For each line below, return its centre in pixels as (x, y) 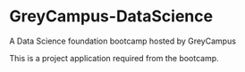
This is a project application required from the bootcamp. (114, 58)
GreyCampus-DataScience (111, 16)
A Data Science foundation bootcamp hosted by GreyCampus (123, 41)
